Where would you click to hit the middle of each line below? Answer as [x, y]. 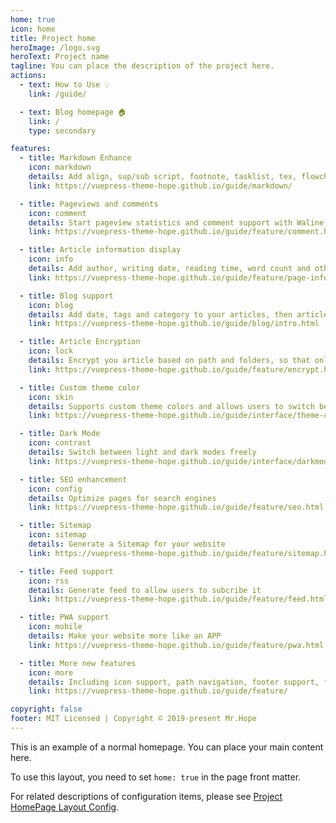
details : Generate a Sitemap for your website [127, 544]
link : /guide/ [57, 94]
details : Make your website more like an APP [125, 636]
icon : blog [51, 305]
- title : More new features [78, 663]
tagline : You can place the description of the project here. [142, 66]
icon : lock [51, 351]
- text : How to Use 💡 [64, 85]
